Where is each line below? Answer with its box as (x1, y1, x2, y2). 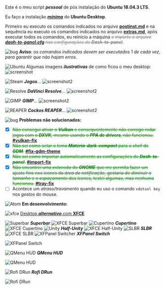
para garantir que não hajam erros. (5, 54, 78, 60)
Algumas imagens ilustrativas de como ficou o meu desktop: (26, 64, 151, 69)
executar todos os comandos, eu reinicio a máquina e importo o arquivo (5, 34, 152, 40)
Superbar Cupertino (30, 220, 137, 226)
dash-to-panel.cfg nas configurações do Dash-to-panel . (5, 39, 124, 45)
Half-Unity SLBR (61, 226, 152, 231)
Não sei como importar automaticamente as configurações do (12, 154, 139, 160)
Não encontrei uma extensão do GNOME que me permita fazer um (12, 165, 148, 171)
